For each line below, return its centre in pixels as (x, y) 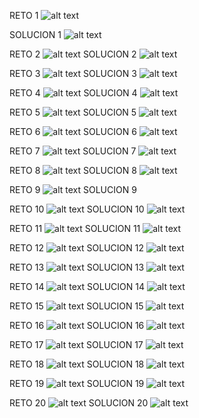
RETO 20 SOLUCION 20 (79, 403)
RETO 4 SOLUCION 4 (73, 93)
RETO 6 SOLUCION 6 (73, 131)
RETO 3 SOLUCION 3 (73, 73)
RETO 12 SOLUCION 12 (76, 248)
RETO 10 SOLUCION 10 (77, 209)
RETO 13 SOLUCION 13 (77, 267)
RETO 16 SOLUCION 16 (77, 325)
